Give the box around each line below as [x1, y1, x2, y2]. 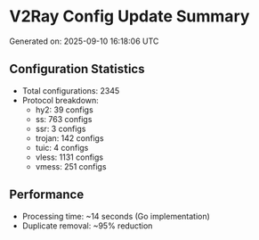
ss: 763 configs [35, 113, 93, 124]
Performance [9, 187, 85, 203]
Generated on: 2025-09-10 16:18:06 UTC [9, 36, 159, 46]
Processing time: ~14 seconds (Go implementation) [21, 211, 211, 221]
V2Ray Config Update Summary [9, 6, 250, 27]
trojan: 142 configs [35, 132, 104, 144]
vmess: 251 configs [35, 161, 107, 171]
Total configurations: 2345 [21, 85, 120, 95]
